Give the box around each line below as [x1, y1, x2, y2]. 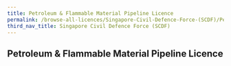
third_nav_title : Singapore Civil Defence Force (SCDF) [7, 22, 170, 29]
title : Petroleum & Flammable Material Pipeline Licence [7, 10, 174, 17]
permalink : [7, 16, 38, 23]
